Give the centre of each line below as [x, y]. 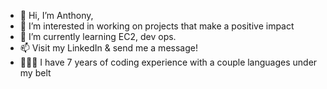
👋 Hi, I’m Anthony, [56, 15]
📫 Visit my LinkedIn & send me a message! [108, 48]
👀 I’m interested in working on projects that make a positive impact [157, 26]
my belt [35, 73]
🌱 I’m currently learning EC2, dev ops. [98, 36]
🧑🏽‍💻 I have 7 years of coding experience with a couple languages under [168, 62]
